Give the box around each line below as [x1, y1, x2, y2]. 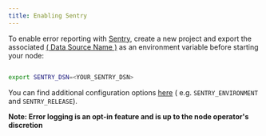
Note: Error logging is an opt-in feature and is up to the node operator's [8, 111, 249, 121]
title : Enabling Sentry [8, 11, 88, 20]
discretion [8, 120, 43, 130]
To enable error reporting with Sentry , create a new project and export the [8, 34, 252, 43]
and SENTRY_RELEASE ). [8, 96, 78, 106]
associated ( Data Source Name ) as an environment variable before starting [8, 42, 259, 52]
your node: [8, 50, 44, 60]
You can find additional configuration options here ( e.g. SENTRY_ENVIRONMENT [8, 87, 258, 97]
